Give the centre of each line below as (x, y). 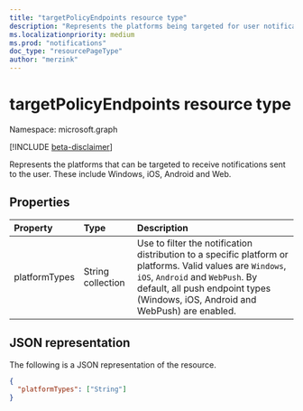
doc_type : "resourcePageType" (66, 51)
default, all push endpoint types (204, 288)
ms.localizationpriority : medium (72, 34)
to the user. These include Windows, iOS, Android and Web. (120, 173)
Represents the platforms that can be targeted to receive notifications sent (147, 164)
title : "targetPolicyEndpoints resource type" (98, 18)
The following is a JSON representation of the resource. (113, 364)
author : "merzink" (44, 60)
